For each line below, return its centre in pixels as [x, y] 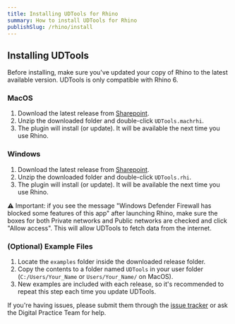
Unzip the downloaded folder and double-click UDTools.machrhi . [111, 121]
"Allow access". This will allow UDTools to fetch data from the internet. [109, 228]
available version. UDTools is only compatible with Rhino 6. [93, 80]
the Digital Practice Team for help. [57, 313]
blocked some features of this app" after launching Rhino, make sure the [113, 213]
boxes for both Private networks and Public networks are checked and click [117, 220]
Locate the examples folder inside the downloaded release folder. [112, 262]
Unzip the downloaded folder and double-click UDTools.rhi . [104, 177]
